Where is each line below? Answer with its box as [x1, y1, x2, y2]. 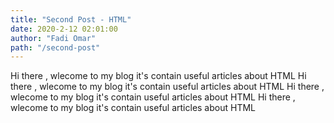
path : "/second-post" [10, 42, 101, 53]
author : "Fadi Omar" [10, 33, 97, 43]
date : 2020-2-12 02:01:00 [10, 24, 118, 34]
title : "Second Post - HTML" [10, 14, 132, 25]
